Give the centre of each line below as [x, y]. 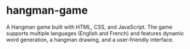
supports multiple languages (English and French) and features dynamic [95, 33]
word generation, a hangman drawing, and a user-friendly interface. [90, 39]
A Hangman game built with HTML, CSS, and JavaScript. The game [89, 27]
